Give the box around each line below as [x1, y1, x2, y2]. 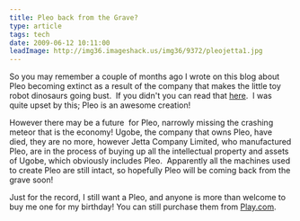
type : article [9, 22, 63, 31]
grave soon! [9, 174, 54, 185]
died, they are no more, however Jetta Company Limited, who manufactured [9, 137, 292, 147]
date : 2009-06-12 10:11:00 [9, 38, 110, 48]
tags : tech [9, 30, 50, 39]
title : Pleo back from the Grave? [9, 13, 139, 22]
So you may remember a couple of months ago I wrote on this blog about [9, 71, 280, 82]
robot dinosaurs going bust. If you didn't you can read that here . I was [9, 91, 272, 102]
